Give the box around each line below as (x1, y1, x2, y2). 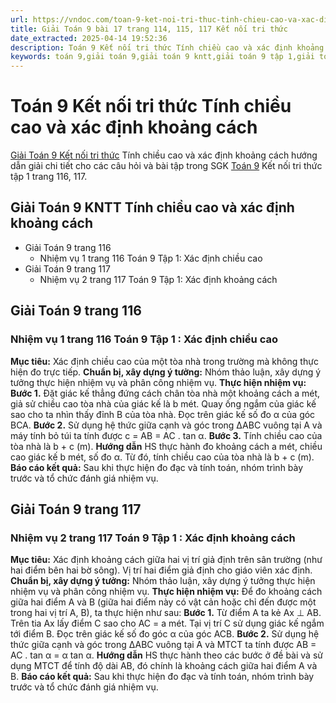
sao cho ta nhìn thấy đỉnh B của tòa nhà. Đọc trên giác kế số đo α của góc (10, 408, 316, 420)
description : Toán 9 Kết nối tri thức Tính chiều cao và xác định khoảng (10, 42, 325, 53)
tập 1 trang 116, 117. (10, 171, 88, 183)
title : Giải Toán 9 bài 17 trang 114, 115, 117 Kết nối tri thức (10, 24, 288, 34)
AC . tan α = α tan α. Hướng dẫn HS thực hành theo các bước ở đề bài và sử (10, 649, 323, 661)
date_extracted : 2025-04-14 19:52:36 (10, 33, 168, 43)
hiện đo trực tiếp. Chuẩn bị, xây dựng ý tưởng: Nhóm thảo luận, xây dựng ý (10, 366, 322, 378)
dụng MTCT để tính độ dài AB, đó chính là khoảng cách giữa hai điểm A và (10, 660, 318, 672)
